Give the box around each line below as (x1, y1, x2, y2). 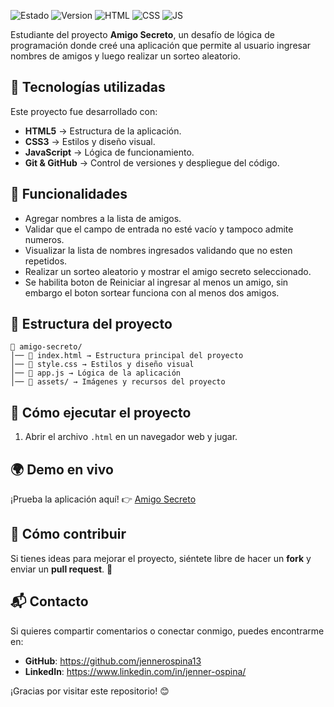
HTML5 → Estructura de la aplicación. (24, 125, 182, 137)
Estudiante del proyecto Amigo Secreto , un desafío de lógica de (10, 29, 275, 40)
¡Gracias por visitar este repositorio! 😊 (10, 685, 170, 697)
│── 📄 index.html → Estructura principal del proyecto (10, 351, 244, 361)
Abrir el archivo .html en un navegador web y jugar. (24, 431, 238, 443)
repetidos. (24, 255, 68, 267)
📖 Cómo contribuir (10, 526, 127, 543)
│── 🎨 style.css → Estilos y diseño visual (10, 360, 195, 370)
